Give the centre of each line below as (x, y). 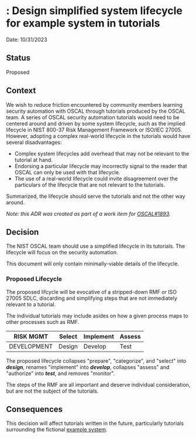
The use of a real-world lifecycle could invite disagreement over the (96, 178)
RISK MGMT (31, 336)
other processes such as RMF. (43, 322)
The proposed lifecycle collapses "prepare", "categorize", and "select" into (96, 361)
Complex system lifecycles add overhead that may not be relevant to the (102, 153)
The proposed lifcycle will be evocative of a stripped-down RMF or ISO (92, 292)
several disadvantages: (34, 142)
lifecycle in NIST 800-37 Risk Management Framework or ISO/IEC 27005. (94, 130)
